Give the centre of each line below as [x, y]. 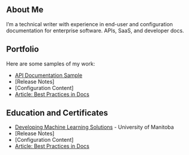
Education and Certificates [57, 113]
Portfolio [23, 49]
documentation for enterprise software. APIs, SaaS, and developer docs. [95, 30]
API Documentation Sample [48, 75]
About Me [25, 10]
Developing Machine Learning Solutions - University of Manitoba [94, 127]
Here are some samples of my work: [51, 63]
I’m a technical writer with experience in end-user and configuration [89, 24]
